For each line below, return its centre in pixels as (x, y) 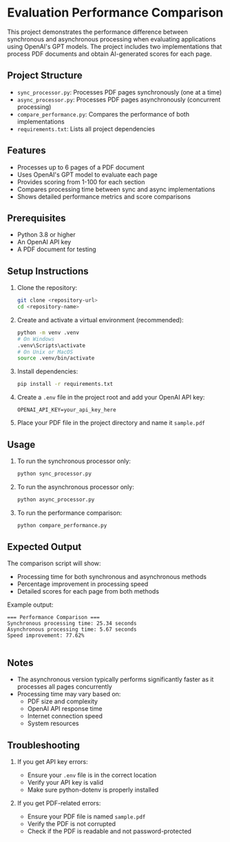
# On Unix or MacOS (45, 352)
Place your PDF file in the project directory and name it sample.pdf (111, 423)
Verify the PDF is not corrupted (71, 824)
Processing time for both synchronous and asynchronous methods (112, 577)
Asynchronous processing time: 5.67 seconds (72, 629)
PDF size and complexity (63, 701)
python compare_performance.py (62, 525)
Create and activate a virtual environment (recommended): (100, 320)
